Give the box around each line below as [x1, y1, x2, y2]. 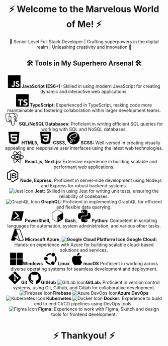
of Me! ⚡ [66, 19, 102, 30]
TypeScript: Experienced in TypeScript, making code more [29, 102, 152, 108]
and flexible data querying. [56, 204, 112, 210]
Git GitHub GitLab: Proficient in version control [21, 279, 160, 285]
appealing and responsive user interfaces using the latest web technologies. [5, 145, 163, 151]
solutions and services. [60, 247, 108, 253]
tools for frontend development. [51, 311, 117, 317]
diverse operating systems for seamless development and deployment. [10, 266, 158, 272]
